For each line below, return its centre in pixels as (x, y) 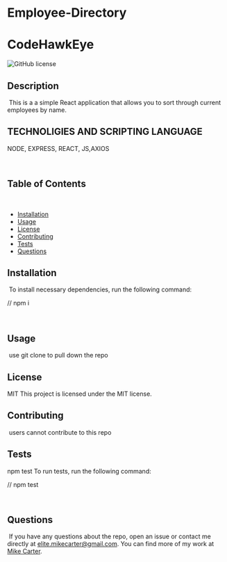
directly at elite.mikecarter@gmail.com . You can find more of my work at (111, 544)
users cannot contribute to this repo (60, 432)
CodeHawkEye (51, 45)
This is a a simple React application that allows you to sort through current (115, 102)
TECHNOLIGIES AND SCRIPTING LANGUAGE (105, 132)
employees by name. (37, 110)
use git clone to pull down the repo (59, 355)
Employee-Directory (67, 13)
